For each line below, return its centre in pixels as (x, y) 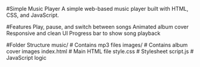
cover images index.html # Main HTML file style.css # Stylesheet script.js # (100, 51)
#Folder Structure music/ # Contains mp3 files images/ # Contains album (97, 45)
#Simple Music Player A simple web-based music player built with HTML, (97, 9)
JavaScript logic (26, 58)
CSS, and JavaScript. (33, 15)
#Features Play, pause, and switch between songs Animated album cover (98, 27)
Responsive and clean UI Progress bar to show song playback (83, 33)
